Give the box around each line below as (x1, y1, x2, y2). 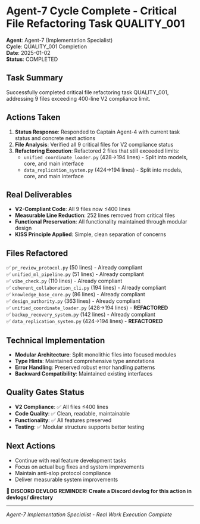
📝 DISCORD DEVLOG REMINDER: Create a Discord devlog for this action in (6, 487, 192, 494)
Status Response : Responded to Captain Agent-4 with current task (14, 128, 180, 135)
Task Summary (6, 73, 64, 83)
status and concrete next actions (14, 134, 96, 141)
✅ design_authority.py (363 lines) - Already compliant (6, 297, 141, 305)
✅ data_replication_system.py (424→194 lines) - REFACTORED (6, 318, 163, 325)
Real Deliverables (6, 190, 73, 200)
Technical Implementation (6, 335, 105, 345)
